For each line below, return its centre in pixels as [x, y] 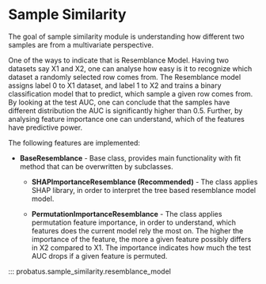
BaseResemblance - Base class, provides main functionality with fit [130, 158]
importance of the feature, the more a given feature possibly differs [141, 239]
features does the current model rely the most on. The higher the [137, 230]
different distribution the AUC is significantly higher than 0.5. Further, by [125, 110]
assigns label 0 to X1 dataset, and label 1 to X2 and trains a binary [115, 85]
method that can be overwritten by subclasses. [96, 166]
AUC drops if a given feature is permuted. [99, 256]
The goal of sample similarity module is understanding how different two [126, 36]
